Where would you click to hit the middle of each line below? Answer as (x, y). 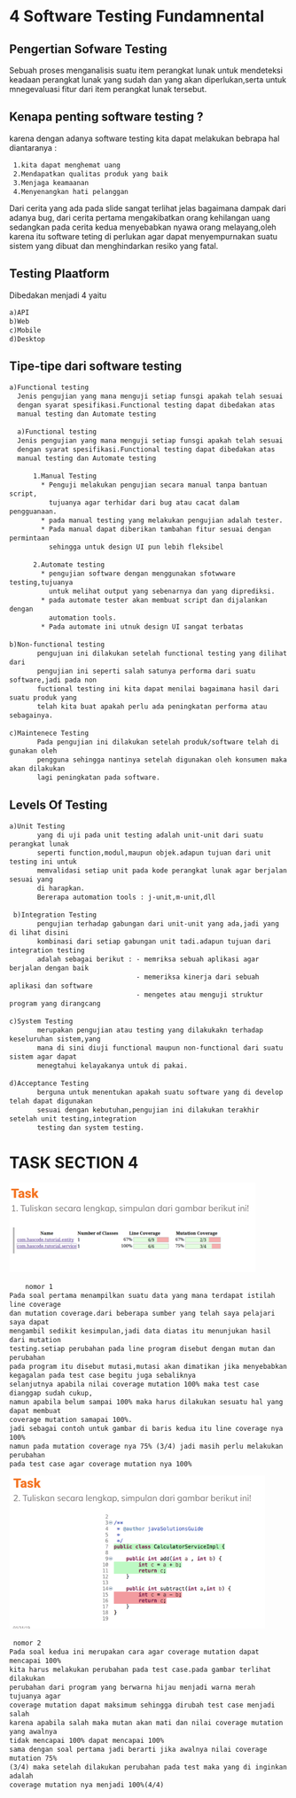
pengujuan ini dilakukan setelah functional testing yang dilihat (162, 653)
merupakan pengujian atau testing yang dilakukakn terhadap (150, 1030)
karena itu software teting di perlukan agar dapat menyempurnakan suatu (143, 236)
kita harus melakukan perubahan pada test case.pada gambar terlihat (140, 1670)
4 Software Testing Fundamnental (136, 16)
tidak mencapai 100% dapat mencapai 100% (87, 1741)
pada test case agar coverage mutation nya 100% (101, 1465)
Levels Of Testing (58, 805)
